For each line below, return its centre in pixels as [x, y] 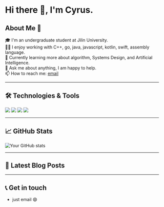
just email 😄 [25, 200]
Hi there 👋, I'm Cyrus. [49, 10]
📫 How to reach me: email [32, 73]
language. [15, 52]
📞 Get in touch [26, 188]
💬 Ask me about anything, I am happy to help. [51, 68]
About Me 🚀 [23, 28]
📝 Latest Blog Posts [35, 166]
